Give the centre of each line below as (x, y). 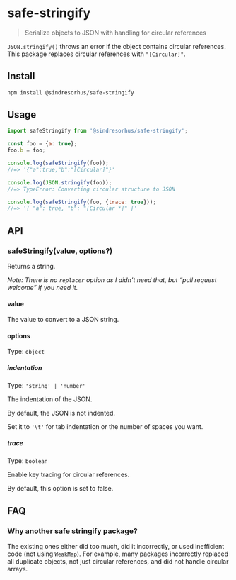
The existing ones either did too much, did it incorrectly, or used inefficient (116, 547)
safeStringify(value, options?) (60, 251)
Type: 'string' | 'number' (47, 386)
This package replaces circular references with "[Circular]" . (96, 54)
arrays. (18, 569)
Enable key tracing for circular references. (69, 475)
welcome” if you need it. (43, 288)
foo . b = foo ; (26, 150)
